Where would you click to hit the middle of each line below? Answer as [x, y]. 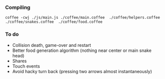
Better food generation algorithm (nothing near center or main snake [82, 50]
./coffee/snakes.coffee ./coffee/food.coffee [54, 22]
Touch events [26, 66]
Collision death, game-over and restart [52, 45]
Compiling [18, 7]
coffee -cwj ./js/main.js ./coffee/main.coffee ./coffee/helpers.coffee [83, 18]
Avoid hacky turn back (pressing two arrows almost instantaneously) [82, 71]
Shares [20, 61]
